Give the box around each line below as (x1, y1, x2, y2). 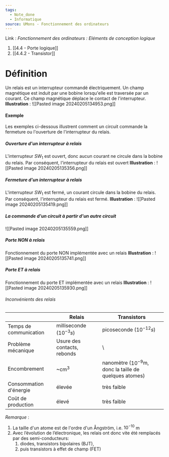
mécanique (8, 347, 34, 354)
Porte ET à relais (5, 267, 41, 273)
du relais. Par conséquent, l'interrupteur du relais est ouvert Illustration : (5, 160, 156, 166)
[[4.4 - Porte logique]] (12, 45, 59, 51)
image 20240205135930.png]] (24, 284, 88, 291)
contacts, (56, 344, 79, 351)
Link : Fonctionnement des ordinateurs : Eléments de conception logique (5, 35, 155, 41)
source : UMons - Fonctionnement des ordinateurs (5, 21, 109, 27)
